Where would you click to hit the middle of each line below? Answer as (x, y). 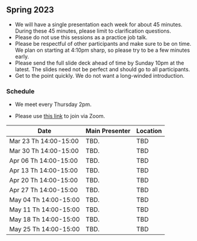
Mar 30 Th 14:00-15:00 (44, 151)
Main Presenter (108, 131)
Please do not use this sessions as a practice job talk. (81, 37)
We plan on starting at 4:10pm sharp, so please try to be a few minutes (102, 50)
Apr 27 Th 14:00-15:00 (44, 190)
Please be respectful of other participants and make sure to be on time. (103, 43)
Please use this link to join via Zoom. (60, 116)
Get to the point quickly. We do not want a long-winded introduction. (100, 75)
